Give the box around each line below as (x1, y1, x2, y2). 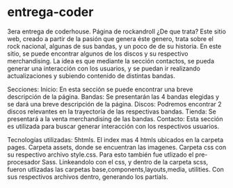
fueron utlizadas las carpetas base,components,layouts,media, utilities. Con (7, 165, 225, 173)
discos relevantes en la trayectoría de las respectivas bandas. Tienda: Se (7, 107, 217, 116)
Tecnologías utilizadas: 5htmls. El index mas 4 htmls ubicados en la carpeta (7, 135, 224, 143)
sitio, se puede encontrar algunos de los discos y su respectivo (7, 49, 188, 58)
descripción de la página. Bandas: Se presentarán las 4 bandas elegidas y (7, 92, 220, 101)
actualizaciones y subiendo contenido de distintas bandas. (7, 71, 175, 80)
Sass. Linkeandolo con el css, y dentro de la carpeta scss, (41, 157, 209, 166)
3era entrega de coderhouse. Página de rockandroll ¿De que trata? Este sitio (7, 27, 226, 36)
